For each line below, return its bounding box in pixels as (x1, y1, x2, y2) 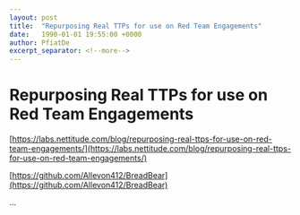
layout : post (9, 13, 58, 22)
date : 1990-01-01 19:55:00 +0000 (9, 30, 142, 39)
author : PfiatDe (9, 38, 70, 47)
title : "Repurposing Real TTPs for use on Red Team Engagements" (9, 21, 262, 30)
